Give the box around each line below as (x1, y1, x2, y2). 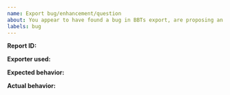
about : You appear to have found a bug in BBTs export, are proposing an (7, 17, 224, 23)
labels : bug (7, 23, 41, 30)
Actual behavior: (7, 82, 56, 90)
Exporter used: (7, 55, 51, 63)
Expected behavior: (7, 68, 65, 76)
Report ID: (7, 42, 36, 50)
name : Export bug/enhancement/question (7, 10, 122, 17)
